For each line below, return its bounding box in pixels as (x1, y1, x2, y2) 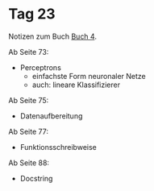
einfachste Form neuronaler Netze (31, 71, 147, 81)
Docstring (19, 173, 53, 183)
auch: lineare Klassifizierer (31, 80, 121, 89)
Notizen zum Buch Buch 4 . (8, 31, 97, 41)
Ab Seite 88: (8, 158, 50, 168)
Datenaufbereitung (19, 110, 83, 121)
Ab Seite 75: (8, 95, 49, 105)
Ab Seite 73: (8, 47, 49, 56)
